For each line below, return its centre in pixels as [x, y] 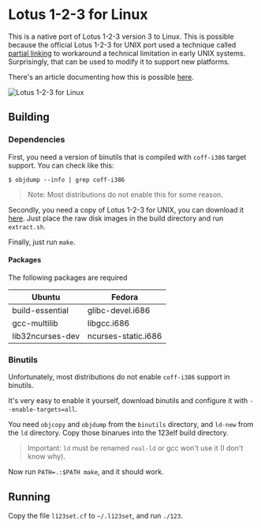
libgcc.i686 [108, 323]
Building [29, 117]
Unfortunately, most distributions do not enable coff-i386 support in [119, 377]
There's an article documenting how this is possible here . [101, 77]
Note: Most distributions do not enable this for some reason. [125, 194]
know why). [46, 457]
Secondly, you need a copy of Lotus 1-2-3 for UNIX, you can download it [126, 209]
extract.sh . [27, 226]
